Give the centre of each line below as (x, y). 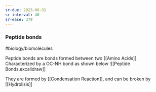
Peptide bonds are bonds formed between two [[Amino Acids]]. (72, 58)
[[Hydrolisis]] (19, 84)
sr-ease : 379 (19, 19)
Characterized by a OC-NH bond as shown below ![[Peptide (68, 64)
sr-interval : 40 (22, 15)
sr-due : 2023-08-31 (26, 10)
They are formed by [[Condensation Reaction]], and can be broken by (78, 79)
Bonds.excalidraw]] (26, 69)
